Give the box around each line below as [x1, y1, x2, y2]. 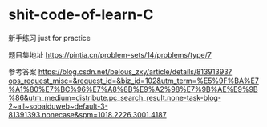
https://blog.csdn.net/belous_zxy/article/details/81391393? [38, 66, 233, 77]
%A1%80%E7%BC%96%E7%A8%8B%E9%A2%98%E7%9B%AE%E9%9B [8, 84, 258, 93]
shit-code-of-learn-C [8, 6, 154, 24]
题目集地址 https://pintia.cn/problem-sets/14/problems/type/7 [8, 50, 212, 59]
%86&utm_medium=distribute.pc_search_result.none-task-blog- [8, 93, 222, 102]
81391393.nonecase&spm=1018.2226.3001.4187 [8, 109, 167, 119]
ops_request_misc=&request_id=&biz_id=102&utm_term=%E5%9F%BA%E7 [8, 76, 259, 85]
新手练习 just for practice [8, 33, 91, 42]
